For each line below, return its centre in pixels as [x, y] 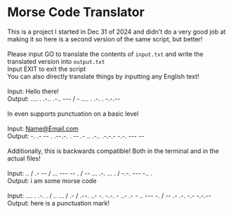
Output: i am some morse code [52, 180]
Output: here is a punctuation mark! [59, 203]
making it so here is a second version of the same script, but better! [105, 39]
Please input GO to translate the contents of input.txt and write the [105, 54]
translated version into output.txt [56, 61]
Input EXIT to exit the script [47, 69]
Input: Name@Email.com [43, 128]
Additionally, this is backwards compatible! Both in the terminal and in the [113, 151]
